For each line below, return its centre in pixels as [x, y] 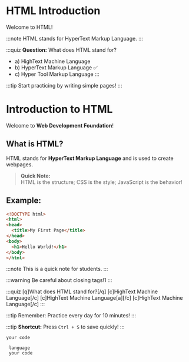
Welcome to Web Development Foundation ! [60, 125]
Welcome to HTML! [29, 27]
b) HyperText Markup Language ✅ [56, 67]
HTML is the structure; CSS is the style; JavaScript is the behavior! [101, 182]
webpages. [20, 164]
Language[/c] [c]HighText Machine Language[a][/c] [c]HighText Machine [94, 298]
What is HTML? [35, 144]
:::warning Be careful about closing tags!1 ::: [59, 280]
